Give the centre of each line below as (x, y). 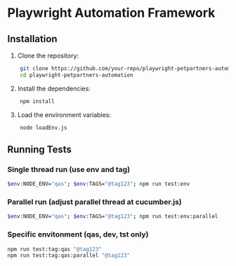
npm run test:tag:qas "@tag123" (54, 249)
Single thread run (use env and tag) (69, 169)
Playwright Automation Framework (111, 13)
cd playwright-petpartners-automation (77, 75)
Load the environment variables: (64, 114)
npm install (37, 101)
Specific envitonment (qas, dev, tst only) (78, 234)
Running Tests (39, 149)
